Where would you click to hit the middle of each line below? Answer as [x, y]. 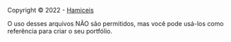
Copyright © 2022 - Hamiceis [51, 10]
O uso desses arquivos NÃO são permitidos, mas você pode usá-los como [115, 23]
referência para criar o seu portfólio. [60, 31]
